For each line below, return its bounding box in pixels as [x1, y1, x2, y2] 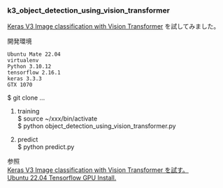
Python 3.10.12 [7, 63, 52, 70]
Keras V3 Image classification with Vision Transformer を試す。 [7, 166, 189, 174]
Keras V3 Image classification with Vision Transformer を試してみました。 [7, 22, 220, 31]
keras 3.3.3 [7, 75, 42, 82]
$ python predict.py [17, 143, 75, 151]
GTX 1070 [7, 81, 33, 88]
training [17, 107, 40, 116]
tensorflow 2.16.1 [7, 69, 61, 77]
